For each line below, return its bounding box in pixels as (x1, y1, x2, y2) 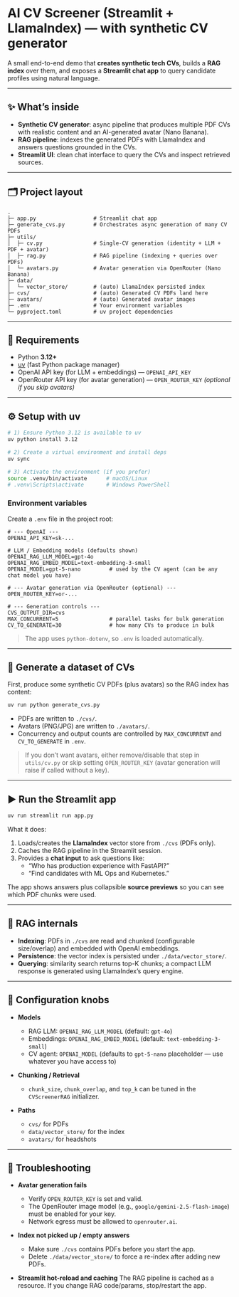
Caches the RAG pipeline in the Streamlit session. (17, 846, 163, 854)
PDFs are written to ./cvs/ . (17, 714, 97, 723)
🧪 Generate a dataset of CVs (7, 662, 135, 673)
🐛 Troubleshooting (7, 1162, 91, 1174)
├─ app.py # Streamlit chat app (7, 215, 158, 222)
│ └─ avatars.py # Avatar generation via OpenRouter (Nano (7, 265, 221, 272)
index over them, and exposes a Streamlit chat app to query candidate (7, 66, 216, 75)
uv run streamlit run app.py (7, 812, 94, 820)
